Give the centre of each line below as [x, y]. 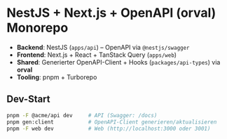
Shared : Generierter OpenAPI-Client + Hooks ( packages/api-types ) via [118, 62]
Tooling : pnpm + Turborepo [57, 77]
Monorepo [37, 28]
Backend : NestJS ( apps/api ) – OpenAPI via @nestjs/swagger [103, 47]
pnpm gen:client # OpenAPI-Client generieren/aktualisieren [112, 122]
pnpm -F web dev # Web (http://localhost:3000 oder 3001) [109, 128]
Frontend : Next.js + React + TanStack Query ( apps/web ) [96, 55]
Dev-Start [28, 99]
